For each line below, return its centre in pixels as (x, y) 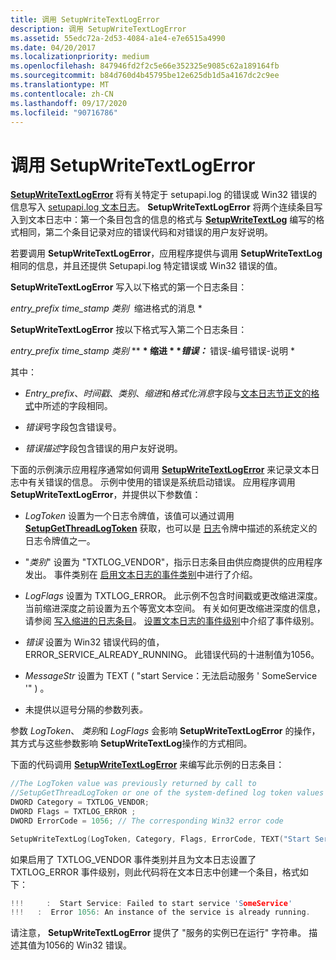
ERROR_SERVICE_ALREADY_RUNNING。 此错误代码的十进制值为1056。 (172, 655)
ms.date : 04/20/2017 (53, 47)
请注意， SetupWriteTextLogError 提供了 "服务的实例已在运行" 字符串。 (158, 933)
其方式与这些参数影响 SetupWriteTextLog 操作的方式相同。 (131, 743)
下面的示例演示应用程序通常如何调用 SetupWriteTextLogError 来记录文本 (161, 470)
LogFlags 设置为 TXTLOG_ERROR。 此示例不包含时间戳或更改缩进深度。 (173, 596)
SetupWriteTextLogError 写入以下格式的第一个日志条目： (129, 287)
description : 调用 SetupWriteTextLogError (98, 29)
